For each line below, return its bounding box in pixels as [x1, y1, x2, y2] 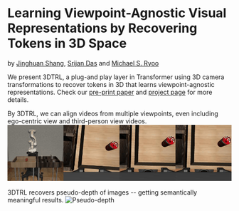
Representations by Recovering [7, 20, 198, 36]
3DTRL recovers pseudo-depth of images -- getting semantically [7, 187, 198, 197]
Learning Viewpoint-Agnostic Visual [7, 5, 227, 21]
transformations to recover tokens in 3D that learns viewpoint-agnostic [7, 80, 215, 88]
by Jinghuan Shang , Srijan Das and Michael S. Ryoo [7, 58, 159, 67]
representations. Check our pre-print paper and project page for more [7, 88, 213, 96]
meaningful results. [7, 195, 64, 204]
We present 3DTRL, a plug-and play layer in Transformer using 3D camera [7, 73, 225, 81]
